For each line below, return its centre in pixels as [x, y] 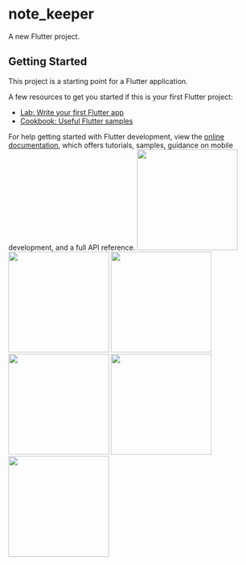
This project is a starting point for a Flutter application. [98, 81]
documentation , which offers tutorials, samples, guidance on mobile [121, 145]
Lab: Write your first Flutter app [72, 112]
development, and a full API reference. [72, 247]
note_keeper [51, 14]
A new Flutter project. [44, 36]
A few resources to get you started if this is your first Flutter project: [121, 97]
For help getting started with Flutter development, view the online [117, 136]
